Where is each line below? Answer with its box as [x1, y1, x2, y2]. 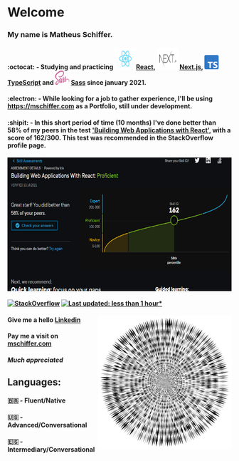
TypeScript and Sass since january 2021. [7, 78, 147, 86]
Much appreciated [7, 356, 64, 364]
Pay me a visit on [7, 332, 58, 341]
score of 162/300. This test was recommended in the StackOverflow [7, 133, 213, 142]
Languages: [7, 376, 62, 388]
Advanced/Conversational [7, 421, 87, 430]
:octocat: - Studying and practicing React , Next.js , [7, 62, 203, 71]
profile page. [7, 140, 46, 150]
